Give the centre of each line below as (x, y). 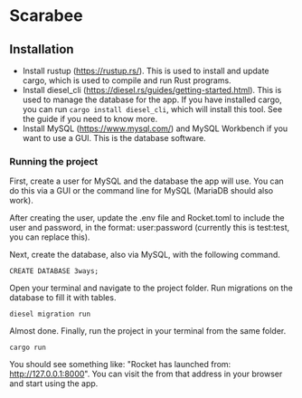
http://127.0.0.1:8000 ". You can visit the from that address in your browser (146, 374)
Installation (42, 49)
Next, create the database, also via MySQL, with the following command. (145, 255)
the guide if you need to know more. (90, 119)
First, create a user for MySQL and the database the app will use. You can (147, 181)
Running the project (54, 161)
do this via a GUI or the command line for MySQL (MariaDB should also (142, 191)
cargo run (28, 348)
